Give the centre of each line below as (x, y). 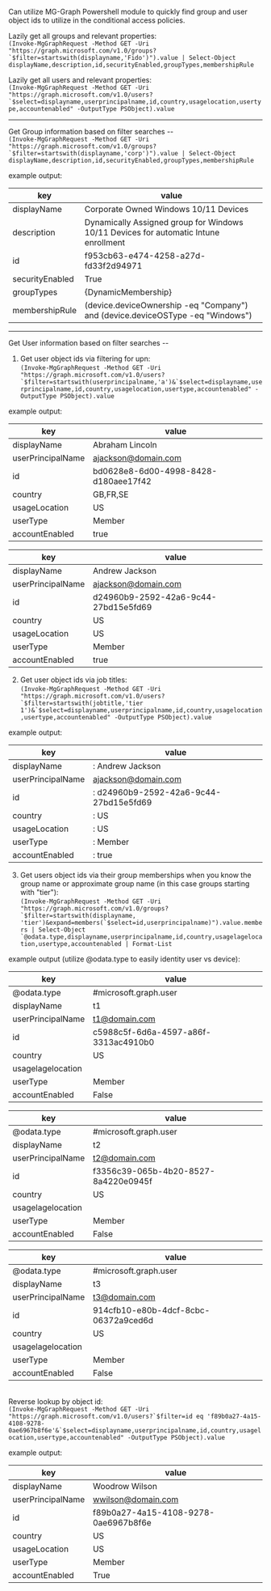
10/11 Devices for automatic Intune (152, 232)
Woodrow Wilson (125, 1486)
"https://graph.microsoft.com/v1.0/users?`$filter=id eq (106, 1416)
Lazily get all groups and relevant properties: (83, 36)
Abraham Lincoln (125, 445)
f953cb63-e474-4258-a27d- (145, 256)
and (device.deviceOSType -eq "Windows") (168, 315)
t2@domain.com (124, 1158)
